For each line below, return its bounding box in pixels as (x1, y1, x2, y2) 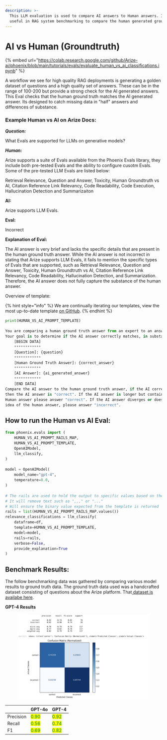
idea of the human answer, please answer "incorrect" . (5, 402, 121, 407)
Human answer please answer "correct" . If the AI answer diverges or (5, 397, 153, 402)
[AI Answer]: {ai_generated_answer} (14, 371, 90, 376)
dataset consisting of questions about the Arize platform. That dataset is (5, 589, 153, 595)
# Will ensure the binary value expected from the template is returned (5, 504, 159, 509)
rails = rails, (14, 535, 41, 541)
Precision (7, 714, 26, 720)
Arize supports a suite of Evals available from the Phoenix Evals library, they (5, 157, 161, 163)
